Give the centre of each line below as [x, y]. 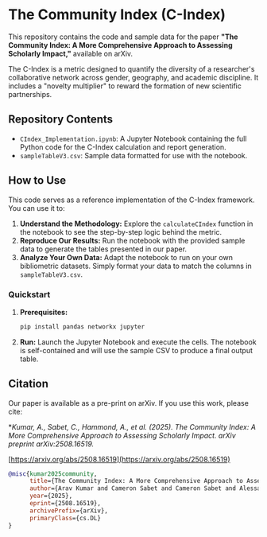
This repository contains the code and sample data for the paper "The [123, 37]
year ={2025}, [51, 496]
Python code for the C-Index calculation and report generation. [123, 147]
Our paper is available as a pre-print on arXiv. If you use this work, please [128, 403]
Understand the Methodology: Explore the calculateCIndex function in [136, 224]
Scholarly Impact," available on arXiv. [71, 53]
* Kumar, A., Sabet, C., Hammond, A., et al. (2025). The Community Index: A [132, 426]
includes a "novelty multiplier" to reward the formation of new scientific [125, 86]
